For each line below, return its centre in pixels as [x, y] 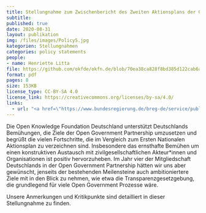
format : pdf [21, 75]
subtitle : [19, 18]
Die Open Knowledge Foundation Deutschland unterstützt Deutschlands [97, 126]
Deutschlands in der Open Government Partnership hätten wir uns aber [96, 165]
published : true [27, 23]
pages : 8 [17, 80]
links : [15, 103]
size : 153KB [21, 86]
